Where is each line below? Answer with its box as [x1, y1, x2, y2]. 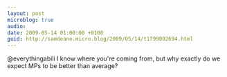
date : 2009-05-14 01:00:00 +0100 [7, 29, 104, 36]
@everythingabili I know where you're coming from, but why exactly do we [7, 54, 221, 63]
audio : [7, 23, 26, 30]
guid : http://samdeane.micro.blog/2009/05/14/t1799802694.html [7, 36, 194, 43]
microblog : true [7, 16, 54, 23]
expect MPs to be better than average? [7, 62, 118, 70]
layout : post [7, 10, 45, 17]
